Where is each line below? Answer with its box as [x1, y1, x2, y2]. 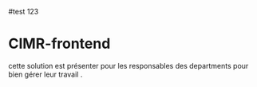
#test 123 [8, 7, 39, 16]
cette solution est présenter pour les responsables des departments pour [8, 61, 249, 70]
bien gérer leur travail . [8, 69, 83, 79]
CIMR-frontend [8, 35, 111, 53]
